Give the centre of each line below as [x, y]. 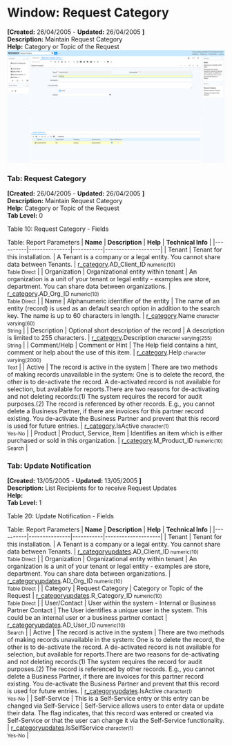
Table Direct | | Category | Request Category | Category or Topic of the [105, 588]
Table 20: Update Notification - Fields [60, 516]
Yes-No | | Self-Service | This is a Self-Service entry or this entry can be [108, 699]
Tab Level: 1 [25, 503]
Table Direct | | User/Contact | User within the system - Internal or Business [112, 603]
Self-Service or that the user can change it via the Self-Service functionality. [116, 721]
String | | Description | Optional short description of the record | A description [116, 330]
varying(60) [21, 324]
